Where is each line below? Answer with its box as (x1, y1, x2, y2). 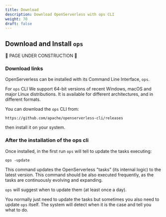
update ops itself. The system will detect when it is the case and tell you (5, 202, 152, 208)
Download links (5, 65, 43, 72)
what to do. (5, 207, 28, 213)
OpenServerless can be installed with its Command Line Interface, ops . (5, 76, 150, 82)
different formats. (5, 96, 41, 102)
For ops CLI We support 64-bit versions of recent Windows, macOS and (5, 86, 152, 92)
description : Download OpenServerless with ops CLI (5, 12, 114, 17)
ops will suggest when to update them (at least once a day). (5, 187, 127, 193)
